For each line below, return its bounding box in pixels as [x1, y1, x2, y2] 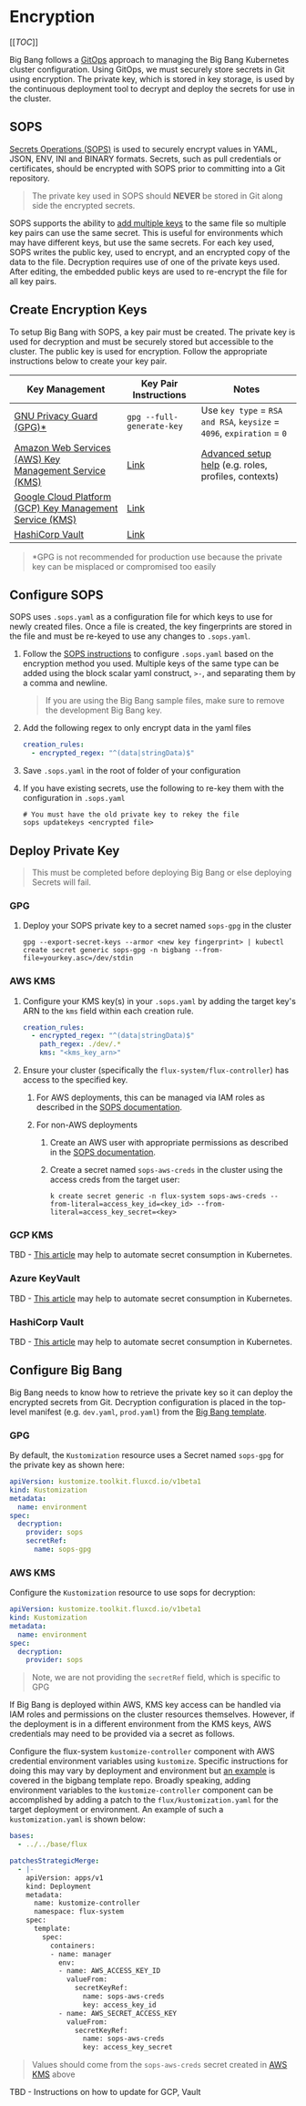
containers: [49, 1941, 96, 1950]
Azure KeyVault [9, 1272, 80, 1285]
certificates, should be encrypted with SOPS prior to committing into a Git [9, 162, 285, 174]
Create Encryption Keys [9, 303, 148, 318]
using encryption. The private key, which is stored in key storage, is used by [9, 73, 295, 84]
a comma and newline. [22, 677, 107, 689]
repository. [9, 172, 50, 183]
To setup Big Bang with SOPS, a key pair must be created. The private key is [9, 326, 296, 337]
